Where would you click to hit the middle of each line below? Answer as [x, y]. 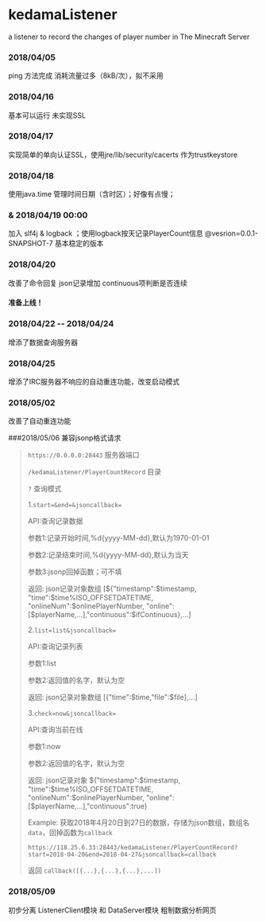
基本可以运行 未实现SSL [47, 115]
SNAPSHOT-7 [31, 244]
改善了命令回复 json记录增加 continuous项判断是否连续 [98, 283]
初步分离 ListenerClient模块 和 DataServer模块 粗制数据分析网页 [112, 910]
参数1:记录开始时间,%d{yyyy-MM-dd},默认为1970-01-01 [118, 538]
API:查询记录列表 [55, 647]
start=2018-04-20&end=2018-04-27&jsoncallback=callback [122, 855]
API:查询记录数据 [55, 521]
